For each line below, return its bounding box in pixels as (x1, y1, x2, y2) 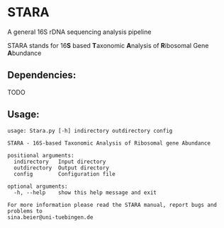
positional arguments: (7, 152, 74, 159)
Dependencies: (7, 69, 77, 81)
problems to (7, 208, 43, 215)
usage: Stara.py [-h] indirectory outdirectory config (7, 127, 173, 134)
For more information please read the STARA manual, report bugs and (7, 201, 218, 208)
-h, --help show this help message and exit (13, 188, 157, 196)
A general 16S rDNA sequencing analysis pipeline (7, 28, 152, 36)
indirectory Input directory (13, 158, 106, 165)
